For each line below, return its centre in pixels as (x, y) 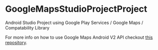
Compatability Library (27, 27)
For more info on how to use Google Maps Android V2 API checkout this (79, 37)
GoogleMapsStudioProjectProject (76, 9)
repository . (16, 42)
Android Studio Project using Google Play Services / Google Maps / (74, 23)
